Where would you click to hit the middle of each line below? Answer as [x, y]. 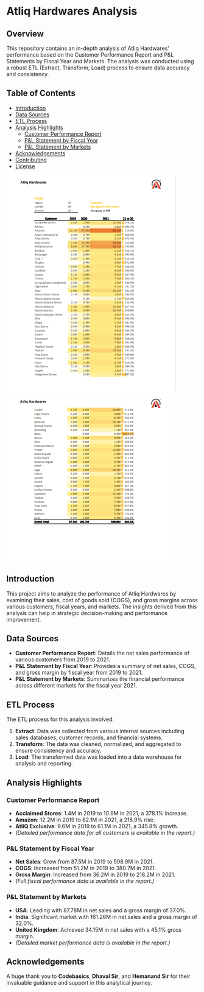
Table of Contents [41, 93]
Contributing [31, 160]
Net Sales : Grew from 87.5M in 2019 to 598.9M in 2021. [84, 862]
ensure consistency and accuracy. [58, 751]
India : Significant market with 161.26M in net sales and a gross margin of [106, 916]
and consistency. [28, 74]
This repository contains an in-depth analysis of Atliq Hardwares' [88, 48]
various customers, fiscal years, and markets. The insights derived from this [102, 607]
